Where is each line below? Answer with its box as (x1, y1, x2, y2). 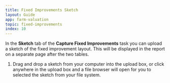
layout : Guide (5, 12, 36, 17)
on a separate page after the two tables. (5, 51, 89, 58)
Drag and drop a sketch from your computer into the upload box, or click (12, 61, 164, 67)
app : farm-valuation (5, 17, 49, 22)
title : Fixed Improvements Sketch (5, 7, 79, 13)
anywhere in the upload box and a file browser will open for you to (12, 67, 151, 73)
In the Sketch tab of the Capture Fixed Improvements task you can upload (5, 40, 162, 46)
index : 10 (5, 26, 26, 32)
